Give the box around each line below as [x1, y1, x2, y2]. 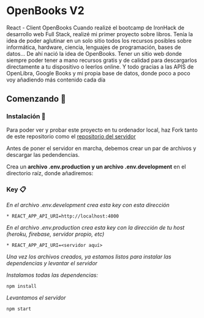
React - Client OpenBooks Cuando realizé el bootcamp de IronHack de [6, 24, 185, 31]
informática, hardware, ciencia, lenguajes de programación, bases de [6, 44, 181, 51]
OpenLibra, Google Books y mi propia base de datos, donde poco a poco [6, 69, 191, 77]
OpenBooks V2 [6, 4, 85, 18]
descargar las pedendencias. [6, 151, 80, 158]
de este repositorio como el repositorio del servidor [6, 132, 136, 140]
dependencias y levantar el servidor [6, 259, 98, 267]
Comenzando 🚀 [6, 94, 66, 104]
